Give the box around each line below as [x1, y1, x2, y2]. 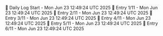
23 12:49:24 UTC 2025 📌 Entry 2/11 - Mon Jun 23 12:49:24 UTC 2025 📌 [5, 10, 153, 16]
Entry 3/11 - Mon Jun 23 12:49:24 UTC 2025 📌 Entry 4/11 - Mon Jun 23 [5, 15, 151, 21]
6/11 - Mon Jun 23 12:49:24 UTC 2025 [5, 26, 84, 32]
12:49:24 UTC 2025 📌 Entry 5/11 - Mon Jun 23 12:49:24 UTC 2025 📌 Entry [5, 20, 158, 26]
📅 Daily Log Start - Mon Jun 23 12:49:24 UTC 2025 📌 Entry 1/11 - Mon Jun [5, 5, 158, 10]
